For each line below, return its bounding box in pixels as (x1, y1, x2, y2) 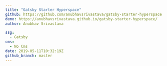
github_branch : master (5, 53, 52, 58)
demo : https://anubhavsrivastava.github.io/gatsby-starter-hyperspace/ (5, 16, 157, 21)
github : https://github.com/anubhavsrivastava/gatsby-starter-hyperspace (5, 12, 162, 17)
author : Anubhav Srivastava (5, 21, 64, 26)
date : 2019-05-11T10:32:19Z (5, 48, 64, 54)
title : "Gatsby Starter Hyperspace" (5, 7, 81, 12)
